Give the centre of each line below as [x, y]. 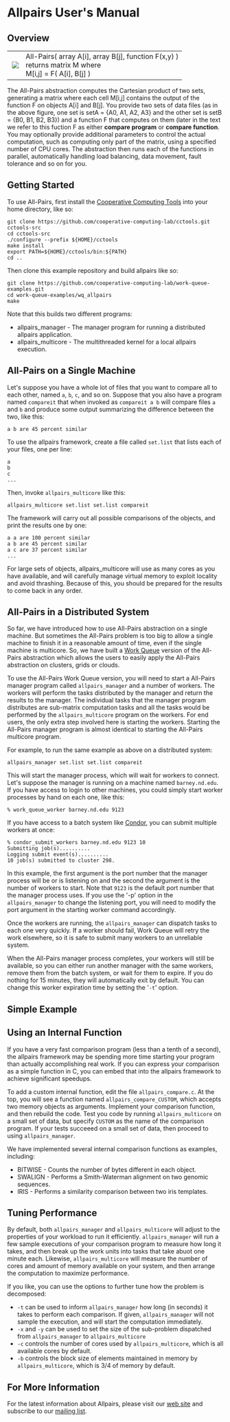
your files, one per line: [39, 449]
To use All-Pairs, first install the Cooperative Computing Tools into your [107, 201]
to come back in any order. [45, 590]
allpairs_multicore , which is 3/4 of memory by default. [96, 1366]
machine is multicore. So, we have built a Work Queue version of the [104, 650]
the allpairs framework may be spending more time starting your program [111, 1056]
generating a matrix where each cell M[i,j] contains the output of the [104, 98]
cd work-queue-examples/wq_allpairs [59, 295]
